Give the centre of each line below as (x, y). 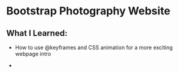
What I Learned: (37, 33)
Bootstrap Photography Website (88, 11)
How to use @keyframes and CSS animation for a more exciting (94, 47)
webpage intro (33, 54)
